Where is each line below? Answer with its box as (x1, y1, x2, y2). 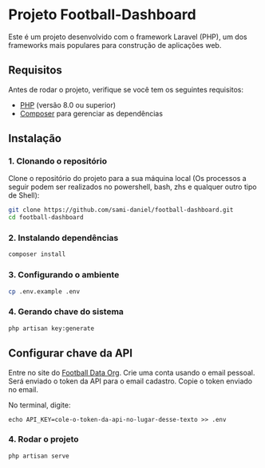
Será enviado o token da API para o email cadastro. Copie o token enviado (8, 376, 253, 386)
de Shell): (8, 191, 40, 200)
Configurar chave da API (8, 347, 133, 360)
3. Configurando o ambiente (8, 269, 120, 281)
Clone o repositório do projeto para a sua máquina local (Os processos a (8, 174, 247, 183)
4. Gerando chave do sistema (8, 306, 124, 317)
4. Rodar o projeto (8, 434, 79, 445)
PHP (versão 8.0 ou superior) (19, 100, 117, 109)
